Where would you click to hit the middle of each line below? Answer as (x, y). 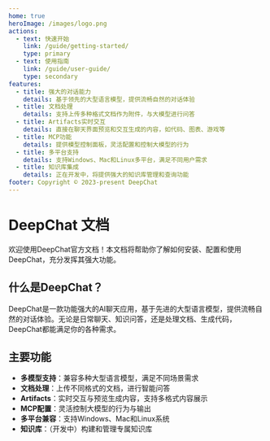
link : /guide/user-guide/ (67, 69)
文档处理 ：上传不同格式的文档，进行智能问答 (95, 388)
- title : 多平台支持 (48, 152)
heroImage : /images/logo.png (58, 24)
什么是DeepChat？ (56, 288)
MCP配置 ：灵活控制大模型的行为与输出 (86, 408)
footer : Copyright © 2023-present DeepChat (83, 183)
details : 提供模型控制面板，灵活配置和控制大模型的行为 (106, 144)
